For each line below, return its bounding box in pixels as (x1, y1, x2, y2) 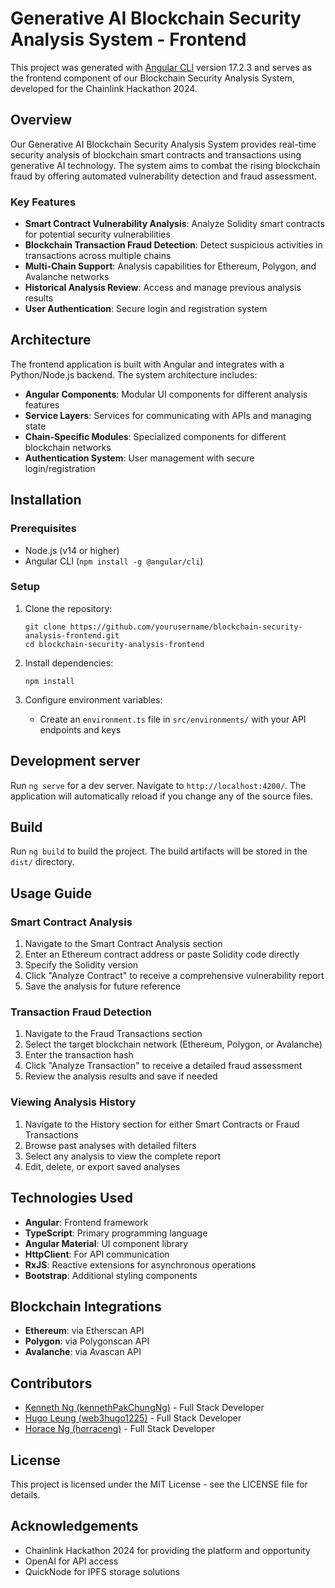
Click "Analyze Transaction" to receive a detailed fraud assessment (24, 1060, 303, 1072)
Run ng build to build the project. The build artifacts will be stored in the (10, 845, 308, 857)
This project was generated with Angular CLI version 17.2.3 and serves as (10, 61, 313, 73)
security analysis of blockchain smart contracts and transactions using (10, 148, 302, 161)
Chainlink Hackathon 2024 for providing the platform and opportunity (24, 1544, 311, 1556)
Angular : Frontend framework (24, 1216, 149, 1228)
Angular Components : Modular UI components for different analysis (24, 388, 308, 400)
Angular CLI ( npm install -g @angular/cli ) (24, 555, 204, 567)
